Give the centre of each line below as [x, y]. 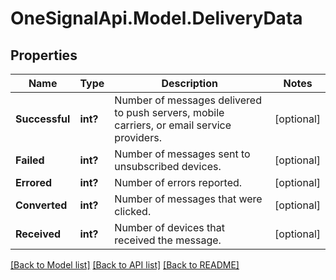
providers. [138, 137]
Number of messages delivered [188, 100]
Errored [34, 182]
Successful [43, 119]
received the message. [168, 240]
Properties [44, 55]
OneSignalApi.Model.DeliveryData [156, 18]
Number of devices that [169, 227]
